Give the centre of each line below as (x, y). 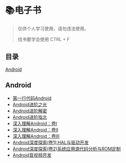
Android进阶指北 (30, 117)
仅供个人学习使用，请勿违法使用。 (53, 28)
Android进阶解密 (30, 111)
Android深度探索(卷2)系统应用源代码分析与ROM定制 (67, 149)
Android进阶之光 (30, 104)
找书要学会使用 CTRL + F (44, 39)
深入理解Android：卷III (36, 136)
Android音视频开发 (32, 155)
